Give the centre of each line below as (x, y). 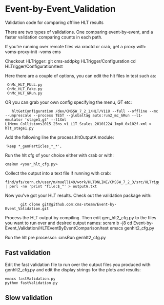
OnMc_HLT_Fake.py (25, 89)
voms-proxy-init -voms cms (33, 52)
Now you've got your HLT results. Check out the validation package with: (78, 195)
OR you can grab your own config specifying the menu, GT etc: (69, 102)
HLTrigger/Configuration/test (34, 66)
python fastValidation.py (31, 283)
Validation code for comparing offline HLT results (54, 22)
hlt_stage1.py (20, 128)
